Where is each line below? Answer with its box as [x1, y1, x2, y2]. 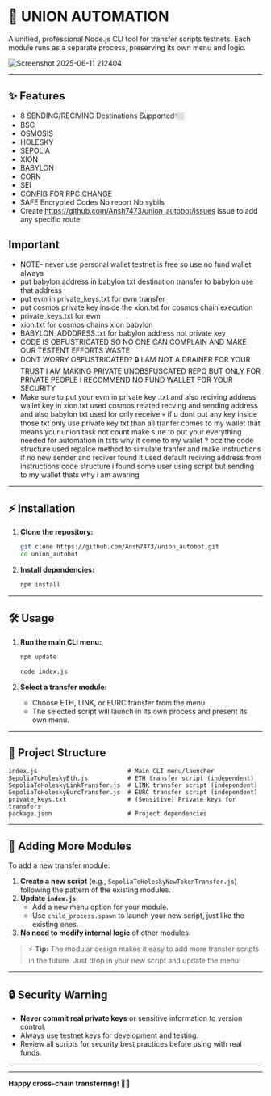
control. [19, 1022, 46, 1031]
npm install [19, 581, 60, 589]
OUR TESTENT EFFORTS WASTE [19, 345, 131, 355]
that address [19, 285, 63, 294]
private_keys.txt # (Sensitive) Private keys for [8, 796, 236, 804]
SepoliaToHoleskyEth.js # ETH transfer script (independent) [8, 774, 254, 783]
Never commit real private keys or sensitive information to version [19, 1013, 243, 1022]
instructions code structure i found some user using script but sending [19, 461, 255, 471]
